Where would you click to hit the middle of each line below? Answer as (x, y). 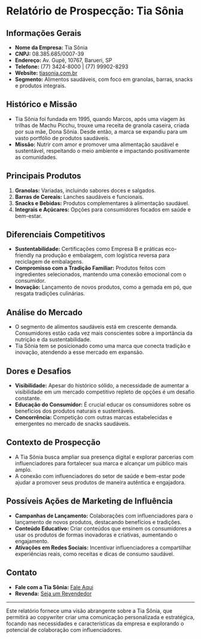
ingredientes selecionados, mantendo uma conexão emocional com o (100, 274)
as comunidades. (36, 157)
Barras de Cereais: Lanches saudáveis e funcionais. (79, 196)
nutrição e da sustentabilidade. (53, 340)
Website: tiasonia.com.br (46, 73)
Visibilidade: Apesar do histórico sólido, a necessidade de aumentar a (102, 386)
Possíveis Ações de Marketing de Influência (90, 501)
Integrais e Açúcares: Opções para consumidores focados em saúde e (103, 209)
